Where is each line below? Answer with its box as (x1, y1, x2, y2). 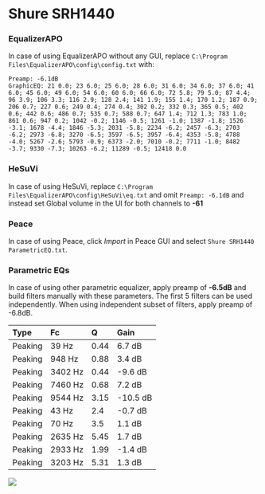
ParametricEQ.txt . (8, 245, 68, 255)
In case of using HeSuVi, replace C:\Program (8, 181, 154, 191)
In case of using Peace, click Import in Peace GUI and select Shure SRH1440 (8, 237, 255, 246)
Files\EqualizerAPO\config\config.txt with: (8, 60, 155, 69)
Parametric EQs (8, 265, 70, 276)
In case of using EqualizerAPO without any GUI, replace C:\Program (8, 51, 228, 61)
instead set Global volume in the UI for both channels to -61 (8, 198, 204, 208)
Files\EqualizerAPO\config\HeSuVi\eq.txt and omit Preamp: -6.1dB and (8, 190, 244, 199)
